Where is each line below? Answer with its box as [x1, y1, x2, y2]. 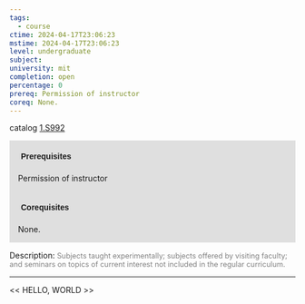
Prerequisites [21, 152, 72, 162]
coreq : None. [9, 97, 59, 107]
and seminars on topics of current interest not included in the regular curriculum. [9, 260, 286, 270]
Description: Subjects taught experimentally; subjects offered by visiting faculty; [9, 250, 288, 261]
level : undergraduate [9, 47, 92, 56]
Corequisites [21, 202, 70, 213]
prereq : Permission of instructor [9, 89, 141, 98]
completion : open [9, 73, 75, 82]
